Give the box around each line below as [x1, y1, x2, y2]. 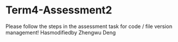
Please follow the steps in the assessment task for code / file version [5, 23, 173, 30]
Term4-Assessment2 [5, 3, 113, 17]
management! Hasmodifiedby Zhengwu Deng [5, 29, 116, 36]
